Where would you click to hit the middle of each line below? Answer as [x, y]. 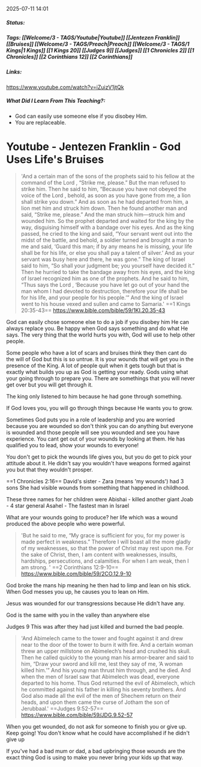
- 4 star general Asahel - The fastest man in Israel [68, 506]
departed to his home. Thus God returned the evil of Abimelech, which [108, 683]
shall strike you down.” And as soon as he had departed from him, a [104, 201]
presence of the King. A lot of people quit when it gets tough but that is [94, 365]
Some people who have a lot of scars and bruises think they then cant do [97, 353]
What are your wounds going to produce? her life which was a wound [92, 517]
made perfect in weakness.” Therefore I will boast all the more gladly [106, 542]
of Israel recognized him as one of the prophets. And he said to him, [105, 278]
